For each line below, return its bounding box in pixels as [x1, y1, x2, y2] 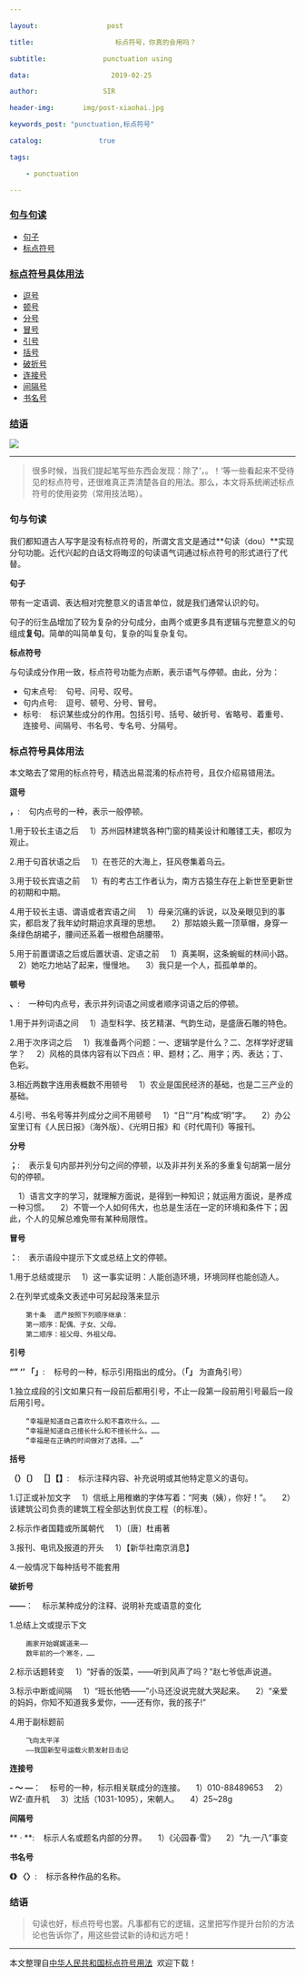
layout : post [9, 21, 124, 30]
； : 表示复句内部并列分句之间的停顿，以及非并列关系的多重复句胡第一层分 [9, 1160, 291, 1171]
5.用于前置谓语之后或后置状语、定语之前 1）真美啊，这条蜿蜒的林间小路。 [9, 948, 293, 958]
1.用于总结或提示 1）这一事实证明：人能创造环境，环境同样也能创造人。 [9, 1271, 284, 1282]
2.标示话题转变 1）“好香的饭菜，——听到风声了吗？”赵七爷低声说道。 [9, 1666, 277, 1677]
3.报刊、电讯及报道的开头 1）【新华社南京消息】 [9, 1542, 194, 1553]
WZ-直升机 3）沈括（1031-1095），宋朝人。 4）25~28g [9, 1793, 233, 1804]
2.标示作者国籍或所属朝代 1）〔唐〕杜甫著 [9, 1522, 171, 1534]
